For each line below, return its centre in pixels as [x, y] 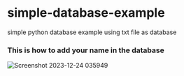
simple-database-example [86, 13]
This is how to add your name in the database [86, 50]
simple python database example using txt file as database [92, 32]
